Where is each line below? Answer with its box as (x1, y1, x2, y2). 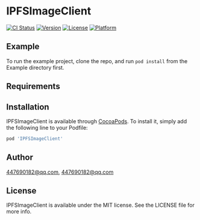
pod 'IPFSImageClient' (6, 135, 63, 142)
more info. (6, 208, 32, 215)
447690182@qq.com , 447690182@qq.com (6, 168, 114, 176)
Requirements (6, 81, 60, 91)
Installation (6, 102, 49, 112)
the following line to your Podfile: (6, 124, 89, 131)
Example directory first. (6, 64, 64, 71)
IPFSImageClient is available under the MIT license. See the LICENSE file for (6, 201, 195, 209)
